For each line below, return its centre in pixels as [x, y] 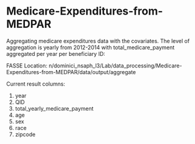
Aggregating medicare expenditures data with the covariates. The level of [98, 41]
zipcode [25, 134]
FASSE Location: [27, 66]
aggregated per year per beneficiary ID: [56, 53]
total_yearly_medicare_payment [54, 108]
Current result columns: [36, 84]
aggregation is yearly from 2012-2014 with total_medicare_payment [91, 47]
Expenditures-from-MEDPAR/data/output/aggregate [71, 72]
